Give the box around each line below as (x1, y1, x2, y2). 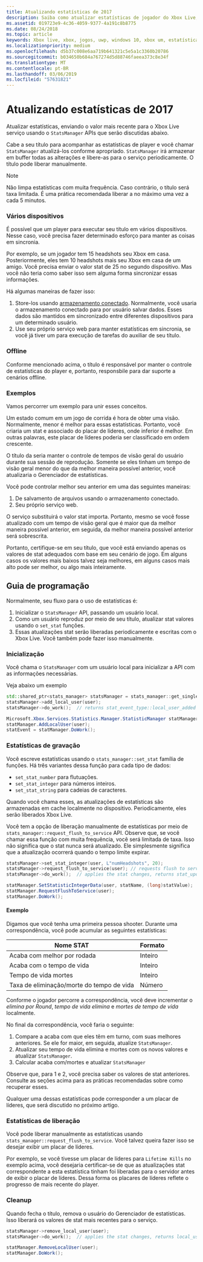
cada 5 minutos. (6, 197, 47, 204)
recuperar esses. (6, 1084, 49, 1091)
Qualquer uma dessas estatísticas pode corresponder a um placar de (6, 1095, 179, 1102)
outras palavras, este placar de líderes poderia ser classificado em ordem (6, 433, 190, 440)
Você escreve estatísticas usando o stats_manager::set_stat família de (6, 755, 184, 762)
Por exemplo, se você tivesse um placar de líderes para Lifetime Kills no (6, 1155, 192, 1162)
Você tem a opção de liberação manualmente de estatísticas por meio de (6, 823, 188, 830)
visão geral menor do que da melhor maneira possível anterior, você (6, 465, 176, 472)
